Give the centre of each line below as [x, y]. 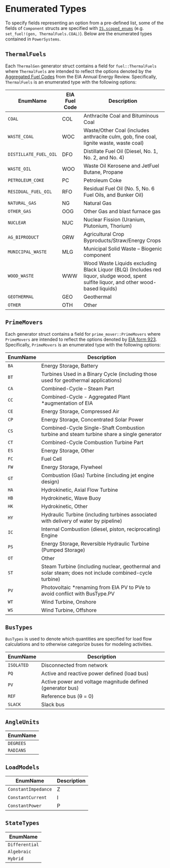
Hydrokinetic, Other [65, 506]
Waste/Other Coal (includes [116, 130]
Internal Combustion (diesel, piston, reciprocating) [101, 529]
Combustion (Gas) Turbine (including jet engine [98, 475]
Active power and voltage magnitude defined [95, 682]
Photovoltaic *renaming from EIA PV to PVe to [96, 587]
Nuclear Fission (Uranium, [114, 219]
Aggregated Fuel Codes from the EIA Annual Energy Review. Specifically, [81, 76]
